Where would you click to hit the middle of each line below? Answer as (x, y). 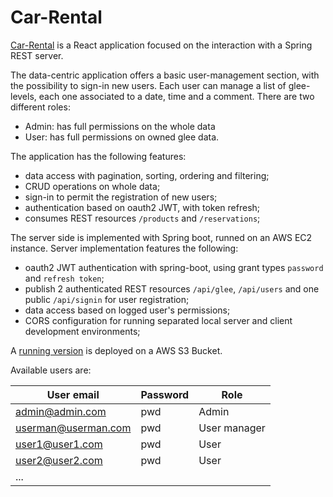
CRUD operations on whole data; (92, 186)
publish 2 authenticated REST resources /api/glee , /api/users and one (172, 288)
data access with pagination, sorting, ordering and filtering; (147, 175)
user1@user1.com (59, 444)
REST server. (37, 55)
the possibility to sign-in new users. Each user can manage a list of (148, 85)
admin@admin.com (61, 411)
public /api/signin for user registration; (107, 299)
